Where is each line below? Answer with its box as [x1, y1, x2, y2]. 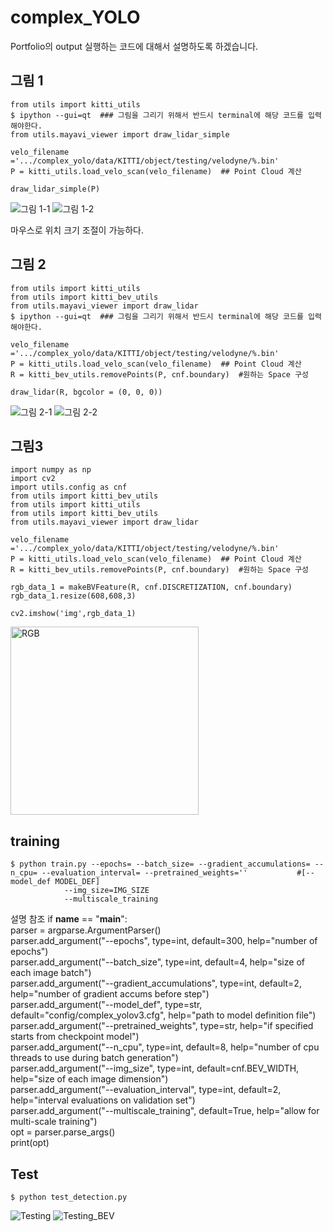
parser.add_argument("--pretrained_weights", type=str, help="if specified [10, 1020, 314, 1032]
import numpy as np [10, 465, 92, 475]
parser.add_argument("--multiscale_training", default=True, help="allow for [10, 1105, 320, 1117]
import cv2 [10, 474, 56, 484]
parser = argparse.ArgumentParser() [10, 924, 162, 936]
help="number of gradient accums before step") [10, 988, 210, 1000]
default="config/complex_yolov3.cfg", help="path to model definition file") [10, 1009, 317, 1021]
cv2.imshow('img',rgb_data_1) [10, 609, 137, 619]
